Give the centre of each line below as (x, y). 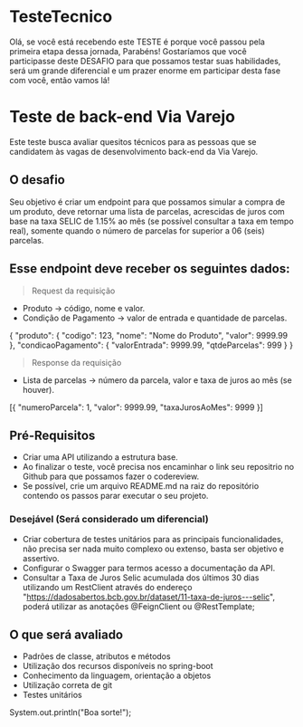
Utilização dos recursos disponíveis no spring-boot (118, 666)
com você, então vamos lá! (60, 80)
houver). (38, 389)
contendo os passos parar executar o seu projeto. (115, 496)
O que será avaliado (66, 635)
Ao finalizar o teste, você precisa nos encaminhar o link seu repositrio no (158, 467)
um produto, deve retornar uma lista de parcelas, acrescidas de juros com (147, 211)
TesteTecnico (61, 17)
